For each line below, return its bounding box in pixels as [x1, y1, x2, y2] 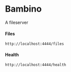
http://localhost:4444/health [5, 62, 67, 68]
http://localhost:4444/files [5, 41, 64, 47]
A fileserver [5, 19, 28, 25]
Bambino [5, 3, 42, 15]
